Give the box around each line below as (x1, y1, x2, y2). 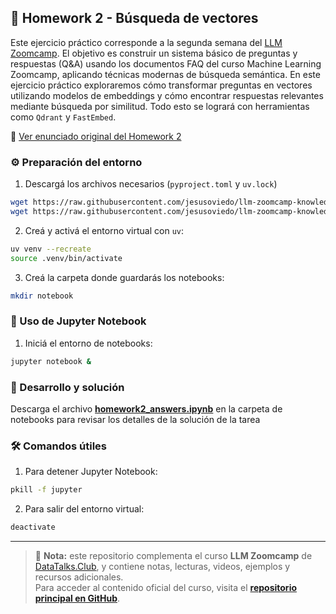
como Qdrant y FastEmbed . (10, 111, 117, 123)
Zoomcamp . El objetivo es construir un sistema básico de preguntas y (10, 47, 298, 59)
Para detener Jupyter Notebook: (24, 466, 158, 478)
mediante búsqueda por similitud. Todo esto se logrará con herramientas (10, 100, 310, 112)
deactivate (10, 522, 56, 533)
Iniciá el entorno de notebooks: (24, 337, 153, 349)
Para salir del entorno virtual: (24, 503, 145, 515)
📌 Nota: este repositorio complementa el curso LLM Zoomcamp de (34, 550, 313, 561)
